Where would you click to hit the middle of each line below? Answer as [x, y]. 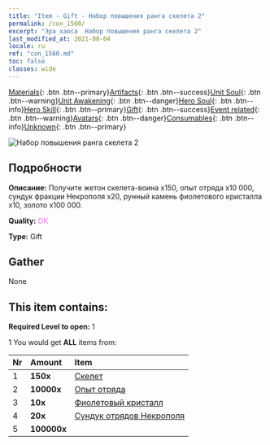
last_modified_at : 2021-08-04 [60, 39]
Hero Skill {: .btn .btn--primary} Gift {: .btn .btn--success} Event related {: [142, 109]
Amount [46, 363]
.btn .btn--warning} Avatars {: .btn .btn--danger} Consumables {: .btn [121, 118]
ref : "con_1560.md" [41, 54]
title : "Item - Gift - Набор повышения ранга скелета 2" [107, 16]
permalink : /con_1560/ [47, 24]
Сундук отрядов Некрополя [130, 416]
